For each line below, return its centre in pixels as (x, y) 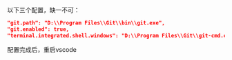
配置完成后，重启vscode (42, 49)
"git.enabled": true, (38, 29)
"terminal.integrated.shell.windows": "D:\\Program (83, 35)
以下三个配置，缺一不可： (43, 10)
